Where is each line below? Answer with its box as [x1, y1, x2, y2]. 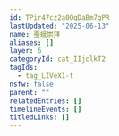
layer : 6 [9, 47, 42, 55]
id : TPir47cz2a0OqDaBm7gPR [9, 13, 110, 22]
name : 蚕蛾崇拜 [9, 30, 61, 38]
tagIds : [9, 64, 38, 72]
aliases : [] [9, 38, 54, 47]
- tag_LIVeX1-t [17, 72, 74, 81]
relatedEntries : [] [9, 96, 82, 106]
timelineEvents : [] [9, 105, 82, 114]
